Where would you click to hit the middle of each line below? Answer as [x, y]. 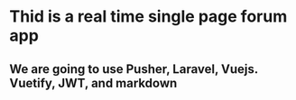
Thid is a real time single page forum [148, 17]
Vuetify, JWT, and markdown [93, 83]
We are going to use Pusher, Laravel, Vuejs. [134, 69]
